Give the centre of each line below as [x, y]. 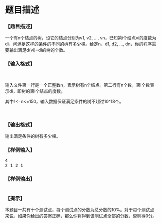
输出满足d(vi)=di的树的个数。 [38, 50]
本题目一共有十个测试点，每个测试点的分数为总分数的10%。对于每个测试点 [80, 209]
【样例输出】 [20, 179]
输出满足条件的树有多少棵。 [33, 136]
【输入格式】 [20, 64]
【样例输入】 [20, 150]
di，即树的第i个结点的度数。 [37, 91]
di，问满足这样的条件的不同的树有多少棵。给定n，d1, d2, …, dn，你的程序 [79, 44]
